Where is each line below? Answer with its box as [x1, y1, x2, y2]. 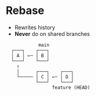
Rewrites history [14, 24, 55, 31]
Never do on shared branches [14, 30, 91, 37]
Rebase [5, 4, 45, 18]
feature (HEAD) [52, 84, 91, 91]
